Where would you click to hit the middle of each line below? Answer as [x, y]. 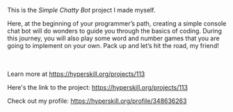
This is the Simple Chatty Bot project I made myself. [81, 10]
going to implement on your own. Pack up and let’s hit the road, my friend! [113, 46]
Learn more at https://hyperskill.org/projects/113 [76, 74]
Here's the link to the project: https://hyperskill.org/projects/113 [97, 87]
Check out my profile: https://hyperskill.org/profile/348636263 [97, 101]
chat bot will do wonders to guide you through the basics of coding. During [115, 31]
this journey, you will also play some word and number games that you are [114, 38]
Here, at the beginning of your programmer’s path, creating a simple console [117, 23]
